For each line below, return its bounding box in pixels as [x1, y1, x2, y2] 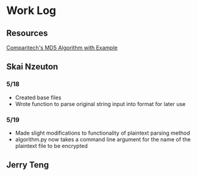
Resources [6, 28, 48, 38]
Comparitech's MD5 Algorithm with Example [6, 44, 118, 51]
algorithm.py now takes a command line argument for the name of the [15, 135, 191, 143]
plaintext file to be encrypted [15, 142, 88, 149]
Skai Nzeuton [6, 62, 59, 72]
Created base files [15, 94, 62, 101]
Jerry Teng [6, 160, 49, 171]
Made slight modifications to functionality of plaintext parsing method [15, 129, 190, 136]
